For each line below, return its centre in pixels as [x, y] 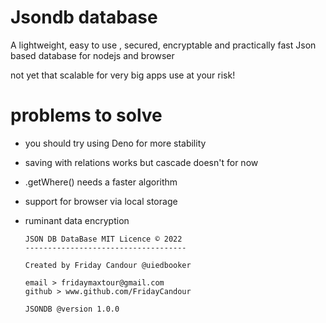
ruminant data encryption [77, 220]
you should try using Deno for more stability [115, 143]
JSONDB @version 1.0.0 [72, 309]
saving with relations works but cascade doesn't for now [141, 162]
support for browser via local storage [101, 201]
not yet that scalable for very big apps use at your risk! [123, 75]
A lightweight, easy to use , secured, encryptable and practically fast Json [163, 45]
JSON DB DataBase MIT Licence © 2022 [103, 239]
